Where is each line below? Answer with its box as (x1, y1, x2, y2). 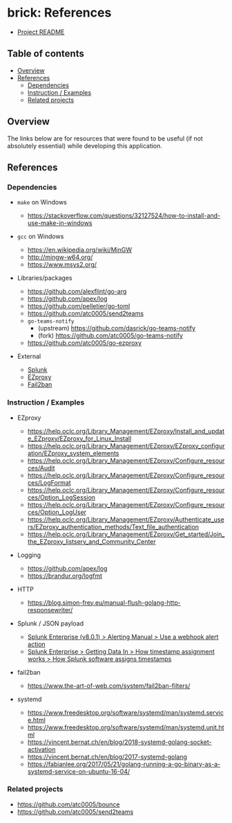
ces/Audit (27, 463, 55, 472)
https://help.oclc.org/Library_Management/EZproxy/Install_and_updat (27, 427, 224, 435)
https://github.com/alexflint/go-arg (27, 287, 127, 296)
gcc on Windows (17, 232, 64, 240)
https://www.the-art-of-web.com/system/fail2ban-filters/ (27, 681, 191, 690)
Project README (17, 28, 65, 36)
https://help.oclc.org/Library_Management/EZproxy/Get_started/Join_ (27, 530, 225, 538)
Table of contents (7, 48, 84, 60)
